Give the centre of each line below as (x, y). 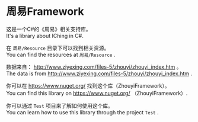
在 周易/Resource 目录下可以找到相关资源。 (58, 48)
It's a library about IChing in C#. (45, 36)
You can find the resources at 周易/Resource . (61, 54)
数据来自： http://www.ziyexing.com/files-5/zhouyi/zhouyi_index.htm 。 (94, 67)
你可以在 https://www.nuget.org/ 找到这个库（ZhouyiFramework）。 (88, 85)
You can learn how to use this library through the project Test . (82, 112)
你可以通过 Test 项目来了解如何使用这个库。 (60, 105)
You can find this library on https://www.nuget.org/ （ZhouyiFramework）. (97, 93)
